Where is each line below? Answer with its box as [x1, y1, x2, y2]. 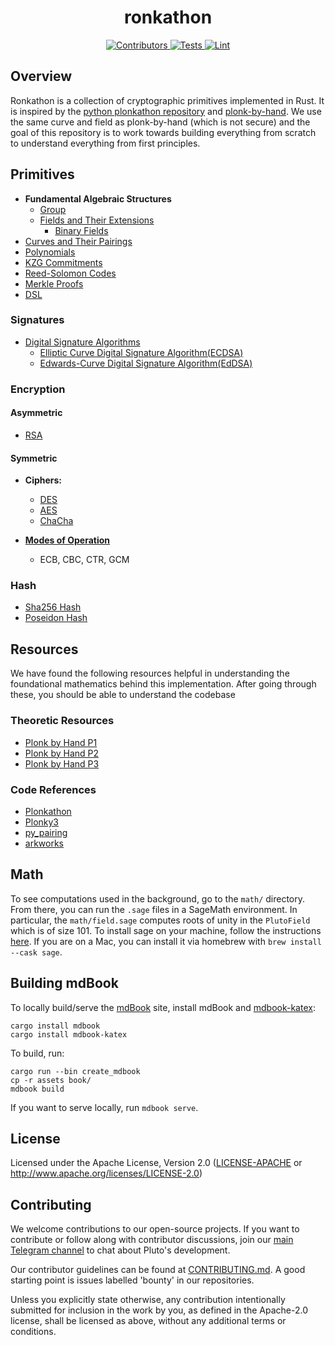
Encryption [10, 382, 66, 396]
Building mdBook [10, 975, 119, 992]
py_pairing [24, 826, 68, 838]
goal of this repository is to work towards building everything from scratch [10, 126, 317, 138]
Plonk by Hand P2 [24, 747, 100, 759]
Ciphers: [24, 474, 63, 486]
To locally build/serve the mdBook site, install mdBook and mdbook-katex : [10, 1001, 316, 1013]
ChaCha [39, 515, 74, 527]
